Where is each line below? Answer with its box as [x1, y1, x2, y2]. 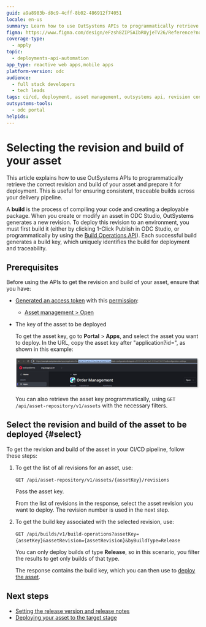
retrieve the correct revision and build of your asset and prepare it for [6, 180, 181, 188]
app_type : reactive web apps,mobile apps [6, 61, 114, 67]
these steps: [6, 452, 38, 460]
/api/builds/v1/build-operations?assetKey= [26, 531, 139, 537]
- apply [12, 42, 32, 48]
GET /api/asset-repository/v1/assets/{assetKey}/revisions [15, 477, 170, 483]
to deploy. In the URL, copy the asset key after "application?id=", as [15, 339, 186, 347]
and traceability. [6, 244, 47, 252]
